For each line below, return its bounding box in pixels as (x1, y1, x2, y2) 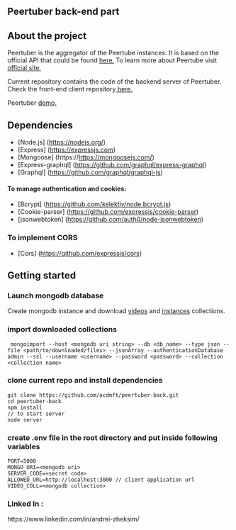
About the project (7, 30, 87, 42)
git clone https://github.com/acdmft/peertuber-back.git (7, 391, 179, 399)
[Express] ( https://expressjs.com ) (17, 145, 116, 154)
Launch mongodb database (7, 291, 104, 300)
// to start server (7, 410, 65, 417)
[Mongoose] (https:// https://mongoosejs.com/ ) (17, 153, 154, 162)
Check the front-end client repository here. (7, 85, 133, 94)
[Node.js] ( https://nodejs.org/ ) (17, 138, 106, 147)
